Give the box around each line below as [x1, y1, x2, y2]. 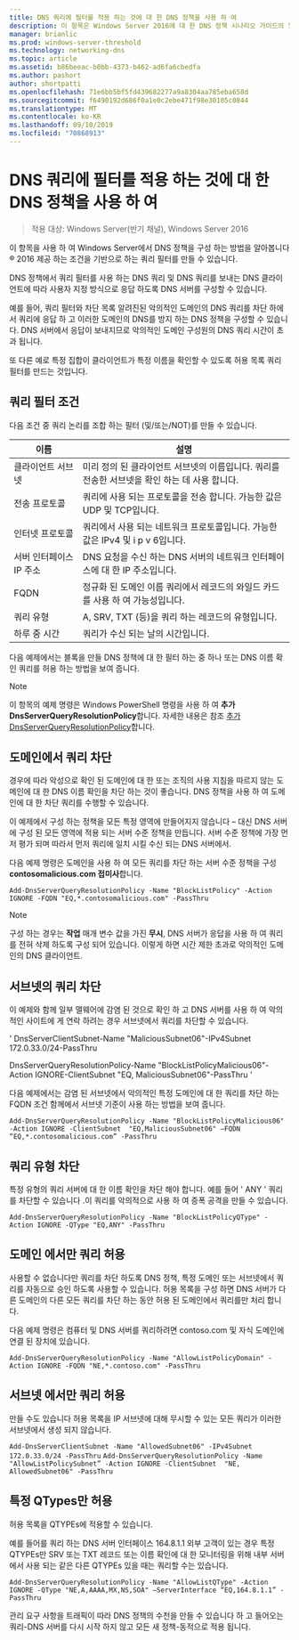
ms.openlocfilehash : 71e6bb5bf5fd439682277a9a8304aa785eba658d [9, 87, 249, 96]
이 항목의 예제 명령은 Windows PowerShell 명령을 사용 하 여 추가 [9, 699, 236, 710]
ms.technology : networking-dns [9, 46, 125, 55]
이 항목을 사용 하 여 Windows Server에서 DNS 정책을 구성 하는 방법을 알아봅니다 [9, 242, 290, 253]
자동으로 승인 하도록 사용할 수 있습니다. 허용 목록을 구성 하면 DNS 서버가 [25, 1283, 278, 1294]
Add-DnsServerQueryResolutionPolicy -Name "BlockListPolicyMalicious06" [9, 1116, 285, 1126]
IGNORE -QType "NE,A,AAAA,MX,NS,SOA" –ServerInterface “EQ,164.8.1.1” [9, 1586, 277, 1595]
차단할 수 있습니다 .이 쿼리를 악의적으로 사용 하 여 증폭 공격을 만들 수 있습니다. [18, 1195, 289, 1206]
